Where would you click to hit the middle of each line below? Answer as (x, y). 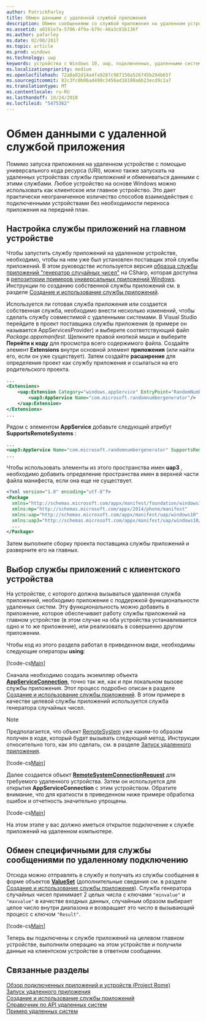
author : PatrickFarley (35, 12)
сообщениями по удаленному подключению (97, 860)
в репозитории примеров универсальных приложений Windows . (91, 279)
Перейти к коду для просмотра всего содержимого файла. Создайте (97, 343)
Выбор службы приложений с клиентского (93, 569)
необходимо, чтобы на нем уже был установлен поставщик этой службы (102, 260)
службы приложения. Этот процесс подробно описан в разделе (91, 688)
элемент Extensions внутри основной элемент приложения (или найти (101, 350)
